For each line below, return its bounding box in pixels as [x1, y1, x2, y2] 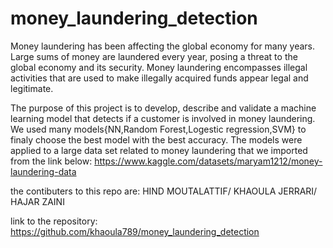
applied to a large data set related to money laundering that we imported [10, 144, 308, 156]
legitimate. [10, 82, 54, 94]
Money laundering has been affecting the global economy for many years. [10, 40, 316, 52]
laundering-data [10, 165, 77, 177]
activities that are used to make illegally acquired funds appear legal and [10, 72, 309, 84]
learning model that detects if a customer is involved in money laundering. [10, 112, 316, 124]
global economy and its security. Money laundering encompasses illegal [10, 61, 308, 73]
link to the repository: [10, 215, 98, 227]
